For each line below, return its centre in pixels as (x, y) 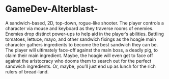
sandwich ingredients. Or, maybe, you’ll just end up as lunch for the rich (81, 66)
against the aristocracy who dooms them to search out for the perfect (78, 61)
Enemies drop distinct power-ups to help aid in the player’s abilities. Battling (85, 34)
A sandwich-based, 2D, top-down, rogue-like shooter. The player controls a (85, 23)
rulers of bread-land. (27, 71)
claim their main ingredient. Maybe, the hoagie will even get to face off (79, 55)
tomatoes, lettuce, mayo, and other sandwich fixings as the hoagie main (81, 39)
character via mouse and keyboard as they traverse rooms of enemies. (79, 28)
